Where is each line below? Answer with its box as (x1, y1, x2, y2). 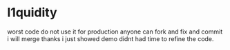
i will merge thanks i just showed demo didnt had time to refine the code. (7, 34, 214, 42)
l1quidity (7, 5, 57, 21)
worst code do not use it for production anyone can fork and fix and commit (7, 27, 223, 36)
